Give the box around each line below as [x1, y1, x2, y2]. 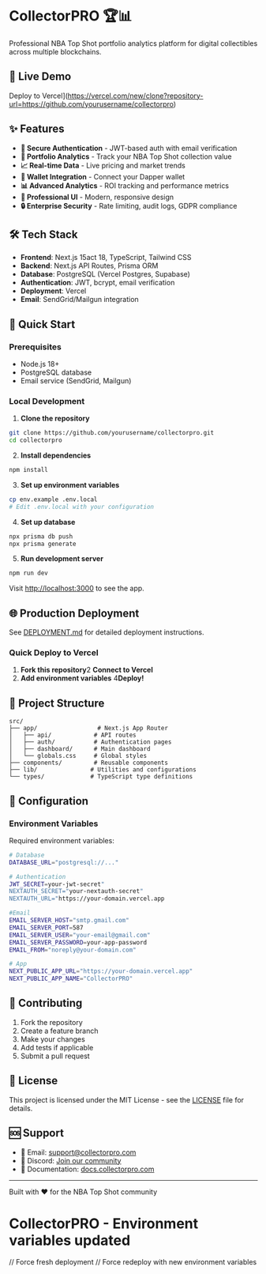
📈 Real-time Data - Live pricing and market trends [20, 160, 186, 170]
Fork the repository [20, 1017, 84, 1027]
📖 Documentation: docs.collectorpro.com [20, 1164, 155, 1174]
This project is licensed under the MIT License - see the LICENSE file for [9, 1095, 244, 1104]
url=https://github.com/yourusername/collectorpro [9, 99, 174, 108]
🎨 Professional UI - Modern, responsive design [20, 192, 174, 202]
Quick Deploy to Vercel [9, 647, 99, 658]
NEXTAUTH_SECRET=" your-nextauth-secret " [9, 888, 144, 895]
